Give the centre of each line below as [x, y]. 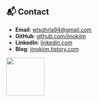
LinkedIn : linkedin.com [44, 42]
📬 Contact [28, 12]
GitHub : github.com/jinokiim [51, 36]
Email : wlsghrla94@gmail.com [54, 29]
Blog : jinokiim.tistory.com [47, 49]
